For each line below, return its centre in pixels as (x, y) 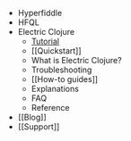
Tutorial (45, 41)
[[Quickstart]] (57, 51)
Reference (50, 108)
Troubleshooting (61, 70)
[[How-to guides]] (65, 79)
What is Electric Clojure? (77, 60)
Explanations (55, 89)
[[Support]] (39, 127)
